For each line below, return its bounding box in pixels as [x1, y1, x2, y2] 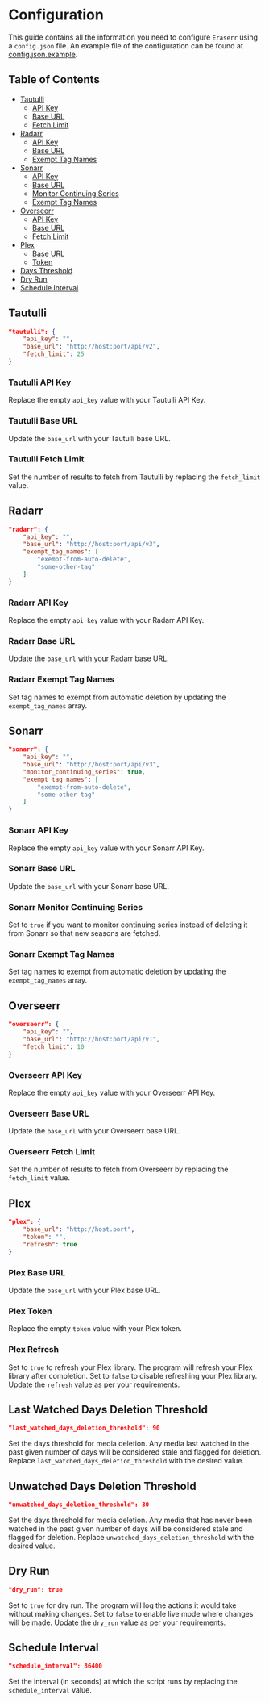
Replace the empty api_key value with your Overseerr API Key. [8, 1087, 216, 1097]
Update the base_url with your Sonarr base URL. [8, 881, 169, 891]
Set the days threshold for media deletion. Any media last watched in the [8, 1438, 250, 1449]
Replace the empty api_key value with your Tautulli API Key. [8, 395, 206, 405]
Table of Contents [8, 73, 101, 86]
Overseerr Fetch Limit [8, 1146, 95, 1158]
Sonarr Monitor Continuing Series [8, 901, 143, 912]
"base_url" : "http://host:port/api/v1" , [23, 1035, 160, 1043]
